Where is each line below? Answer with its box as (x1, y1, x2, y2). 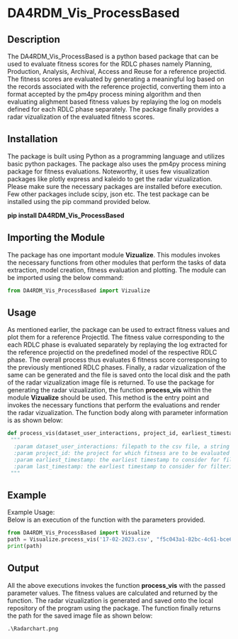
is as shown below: (7, 416, 64, 424)
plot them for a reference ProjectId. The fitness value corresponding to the (7, 333, 225, 342)
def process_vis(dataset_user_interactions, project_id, (7, 430, 179, 437)
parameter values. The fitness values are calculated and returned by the (7, 589, 218, 597)
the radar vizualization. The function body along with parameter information (7, 409, 229, 417)
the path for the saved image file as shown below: (7, 611, 153, 620)
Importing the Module (7, 232, 106, 244)
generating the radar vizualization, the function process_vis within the (7, 386, 212, 394)
